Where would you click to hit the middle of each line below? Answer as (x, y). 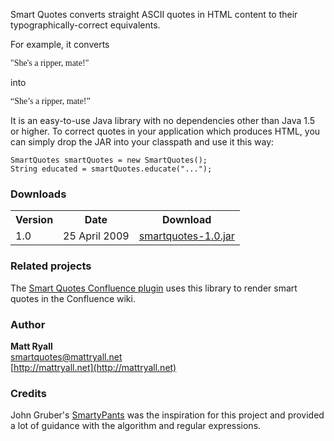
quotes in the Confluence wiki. (73, 298)
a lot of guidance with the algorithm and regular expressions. (136, 426)
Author (28, 324)
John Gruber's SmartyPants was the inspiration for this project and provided (167, 415)
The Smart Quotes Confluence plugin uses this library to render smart (154, 288)
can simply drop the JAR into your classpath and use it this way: (142, 142)
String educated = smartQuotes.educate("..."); (111, 169)
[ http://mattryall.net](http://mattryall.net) (93, 367)
